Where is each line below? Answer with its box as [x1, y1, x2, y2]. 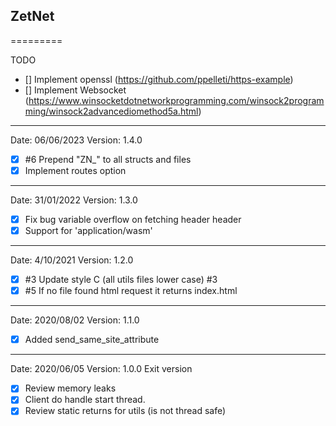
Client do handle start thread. [24, 394, 146, 406]
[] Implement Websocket [24, 84, 127, 96]
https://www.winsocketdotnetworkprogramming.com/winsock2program [28, 94, 325, 106]
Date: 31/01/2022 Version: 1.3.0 [10, 194, 138, 206]
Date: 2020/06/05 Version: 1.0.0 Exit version [10, 363, 193, 375]
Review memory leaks [24, 382, 117, 394]
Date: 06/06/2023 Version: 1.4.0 [10, 134, 143, 146]
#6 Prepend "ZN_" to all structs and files [24, 153, 192, 165]
